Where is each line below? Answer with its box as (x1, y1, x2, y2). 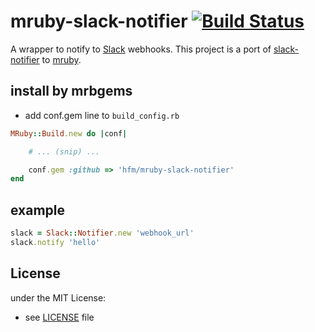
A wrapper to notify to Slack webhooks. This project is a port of (10, 43, 272, 55)
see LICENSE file (24, 311, 95, 323)
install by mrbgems (10, 83, 133, 100)
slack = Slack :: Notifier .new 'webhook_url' (10, 228, 195, 239)
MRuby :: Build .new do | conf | (10, 128, 128, 139)
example (10, 201, 66, 219)
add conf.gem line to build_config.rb (24, 109, 180, 121)
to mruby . (41, 53, 82, 65)
